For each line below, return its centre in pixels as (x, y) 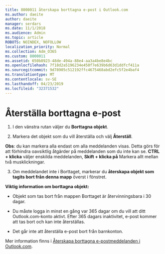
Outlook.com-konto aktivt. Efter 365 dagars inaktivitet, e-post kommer (84, 217)
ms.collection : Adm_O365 (31, 51)
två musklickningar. (25, 162)
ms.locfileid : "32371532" (32, 88)
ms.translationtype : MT (30, 75)
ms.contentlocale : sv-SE (31, 79)
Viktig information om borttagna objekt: (47, 187)
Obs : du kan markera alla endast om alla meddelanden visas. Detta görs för (82, 146)
